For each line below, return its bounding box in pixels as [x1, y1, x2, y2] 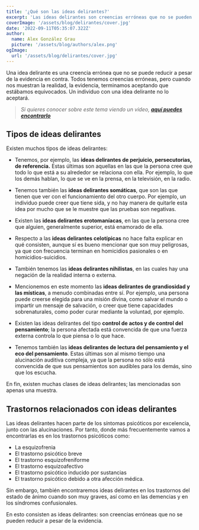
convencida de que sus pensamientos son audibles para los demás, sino [14, 363, 192, 370]
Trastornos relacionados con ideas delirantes [6, 404, 177, 414]
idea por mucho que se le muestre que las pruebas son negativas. [14, 206, 176, 213]
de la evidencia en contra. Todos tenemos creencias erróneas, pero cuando [6, 75, 191, 82]
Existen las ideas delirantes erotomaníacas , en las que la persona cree [14, 217, 190, 224]
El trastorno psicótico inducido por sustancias [14, 469, 127, 476]
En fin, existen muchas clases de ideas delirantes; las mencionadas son [6, 381, 181, 388]
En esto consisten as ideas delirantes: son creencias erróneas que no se [6, 511, 183, 518]
